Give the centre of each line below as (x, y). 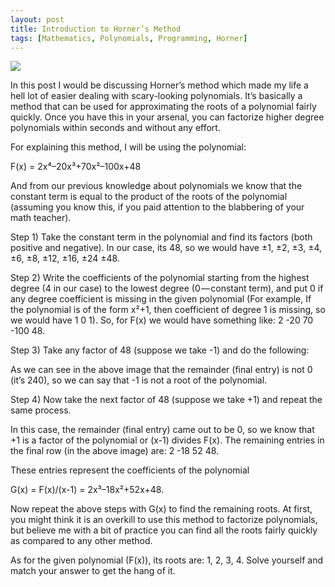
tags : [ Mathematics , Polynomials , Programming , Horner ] (129, 38)
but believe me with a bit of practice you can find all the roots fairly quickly (164, 530)
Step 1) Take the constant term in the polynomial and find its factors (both (161, 237)
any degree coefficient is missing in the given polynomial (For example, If (161, 299)
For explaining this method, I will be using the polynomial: (128, 147)
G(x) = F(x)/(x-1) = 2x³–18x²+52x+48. (87, 490)
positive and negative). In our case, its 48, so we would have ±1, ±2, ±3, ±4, (166, 248)
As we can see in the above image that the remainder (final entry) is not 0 (161, 370)
